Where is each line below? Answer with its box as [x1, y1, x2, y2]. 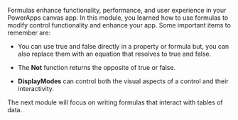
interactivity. [17, 85, 55, 92]
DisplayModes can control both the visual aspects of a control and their [17, 77, 229, 85]
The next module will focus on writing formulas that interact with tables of [7, 98, 224, 107]
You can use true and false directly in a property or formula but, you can [17, 42, 229, 50]
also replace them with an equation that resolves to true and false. [17, 49, 212, 58]
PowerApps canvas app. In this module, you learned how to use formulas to [7, 13, 229, 22]
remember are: [7, 28, 51, 37]
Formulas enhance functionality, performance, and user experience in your [7, 6, 227, 14]
